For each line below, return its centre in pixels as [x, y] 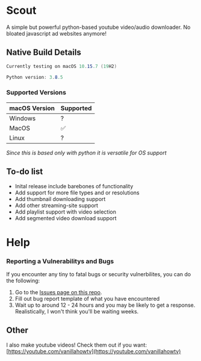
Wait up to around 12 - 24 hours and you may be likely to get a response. [105, 305]
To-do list [25, 172]
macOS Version [32, 108]
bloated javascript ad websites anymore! [57, 33]
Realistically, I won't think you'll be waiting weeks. [77, 312]
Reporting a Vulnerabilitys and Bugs [60, 261]
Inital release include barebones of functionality [74, 186]
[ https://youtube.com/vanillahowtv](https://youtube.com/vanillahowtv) [94, 351]
